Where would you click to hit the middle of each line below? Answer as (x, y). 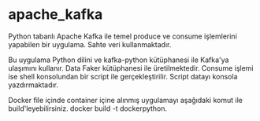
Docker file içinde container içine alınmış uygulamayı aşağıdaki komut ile (125, 100)
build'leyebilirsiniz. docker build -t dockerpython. (88, 108)
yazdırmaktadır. (33, 85)
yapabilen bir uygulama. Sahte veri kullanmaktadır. (90, 44)
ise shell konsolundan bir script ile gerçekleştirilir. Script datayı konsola (123, 76)
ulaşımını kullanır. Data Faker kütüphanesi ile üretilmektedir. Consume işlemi (131, 68)
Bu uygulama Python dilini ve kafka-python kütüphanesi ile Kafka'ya (119, 60)
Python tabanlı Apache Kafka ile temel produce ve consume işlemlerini (123, 36)
